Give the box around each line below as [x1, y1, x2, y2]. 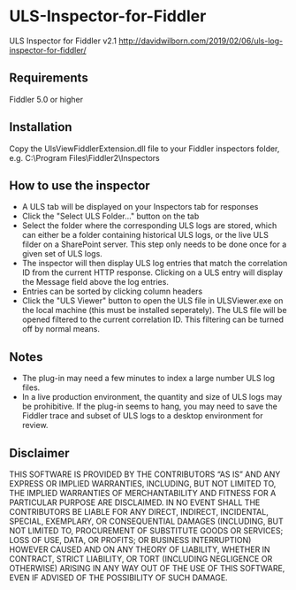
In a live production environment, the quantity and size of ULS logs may [21, 392, 283, 402]
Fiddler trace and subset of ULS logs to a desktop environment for [21, 410, 263, 421]
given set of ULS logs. [21, 249, 103, 259]
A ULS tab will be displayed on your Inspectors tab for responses [21, 202, 259, 212]
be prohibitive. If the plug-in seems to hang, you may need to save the [21, 401, 278, 412]
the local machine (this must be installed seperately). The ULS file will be [21, 305, 287, 316]
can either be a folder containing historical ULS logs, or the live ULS [21, 230, 269, 241]
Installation [9, 119, 72, 134]
